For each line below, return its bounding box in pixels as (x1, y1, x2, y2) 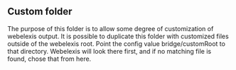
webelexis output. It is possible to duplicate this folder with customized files (7, 32, 229, 40)
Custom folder (7, 6, 73, 18)
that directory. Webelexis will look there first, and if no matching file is (7, 47, 212, 55)
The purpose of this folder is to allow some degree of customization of (7, 24, 214, 33)
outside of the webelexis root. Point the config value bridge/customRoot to (7, 39, 226, 48)
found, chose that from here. (7, 54, 92, 63)
